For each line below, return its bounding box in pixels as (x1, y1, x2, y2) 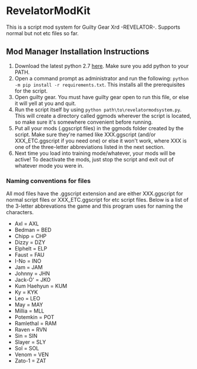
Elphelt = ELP (14, 245, 48, 252)
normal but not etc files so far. (6, 29, 79, 36)
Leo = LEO (14, 295, 41, 302)
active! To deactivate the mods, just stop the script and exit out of (14, 155, 174, 163)
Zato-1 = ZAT (14, 357, 46, 364)
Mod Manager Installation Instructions (6, 47, 150, 57)
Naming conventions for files (6, 177, 91, 185)
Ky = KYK (14, 289, 38, 296)
